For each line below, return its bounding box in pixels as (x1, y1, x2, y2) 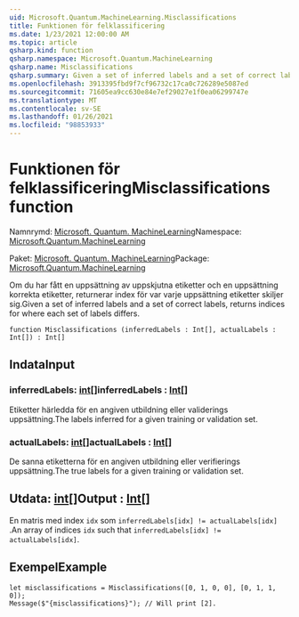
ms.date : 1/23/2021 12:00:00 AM (9, 29, 129, 38)
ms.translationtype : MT (9, 95, 98, 105)
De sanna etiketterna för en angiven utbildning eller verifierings (9, 456, 240, 467)
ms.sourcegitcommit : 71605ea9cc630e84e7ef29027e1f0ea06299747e (9, 87, 249, 96)
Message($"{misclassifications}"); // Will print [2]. (9, 598, 217, 608)
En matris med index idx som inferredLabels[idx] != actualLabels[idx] (9, 515, 278, 525)
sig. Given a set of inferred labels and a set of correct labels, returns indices (9, 298, 286, 309)
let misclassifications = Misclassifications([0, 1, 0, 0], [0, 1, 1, (9, 583, 277, 592)
